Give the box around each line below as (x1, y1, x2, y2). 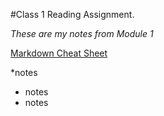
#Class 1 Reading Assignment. (10, 9, 135, 20)
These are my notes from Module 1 (10, 28, 154, 39)
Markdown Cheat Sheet (10, 47, 108, 59)
